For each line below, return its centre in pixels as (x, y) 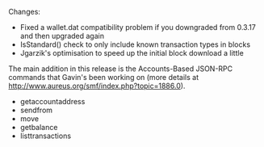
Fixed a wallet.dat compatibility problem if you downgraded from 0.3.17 (138, 27)
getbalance (39, 127)
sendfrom (36, 110)
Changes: (24, 12)
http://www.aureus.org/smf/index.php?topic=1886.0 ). (97, 86)
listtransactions (45, 136)
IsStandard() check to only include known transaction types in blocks (135, 44)
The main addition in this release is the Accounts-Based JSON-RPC (121, 69)
